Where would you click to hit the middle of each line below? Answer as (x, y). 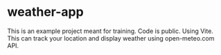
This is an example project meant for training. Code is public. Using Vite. (110, 31)
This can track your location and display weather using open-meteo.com (111, 38)
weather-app (46, 12)
